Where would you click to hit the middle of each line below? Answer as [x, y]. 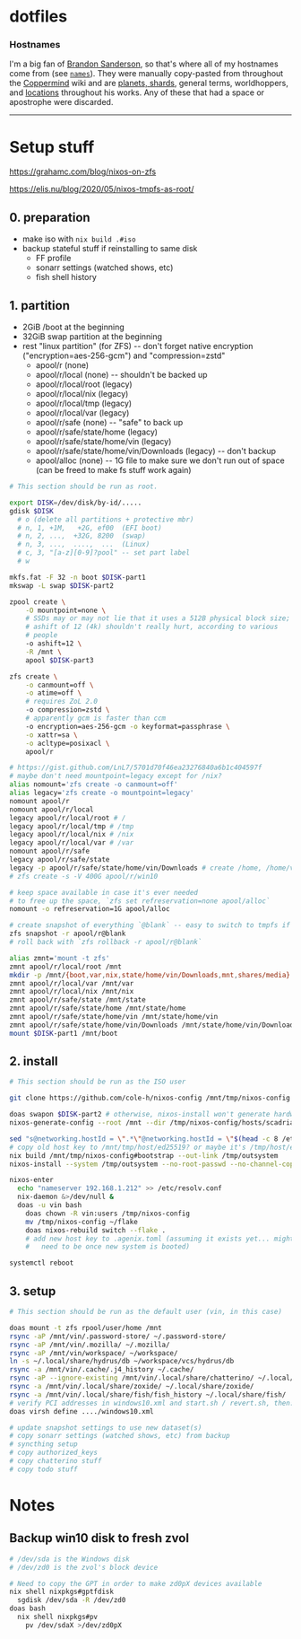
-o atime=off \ [54, 693]
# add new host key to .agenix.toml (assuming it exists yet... [148, 1239]
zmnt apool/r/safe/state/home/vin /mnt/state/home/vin [114, 1017]
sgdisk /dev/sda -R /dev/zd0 [72, 1600]
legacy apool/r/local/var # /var [72, 843]
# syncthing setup [43, 1444]
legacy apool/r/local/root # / [68, 818]
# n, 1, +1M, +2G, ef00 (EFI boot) [90, 528]
